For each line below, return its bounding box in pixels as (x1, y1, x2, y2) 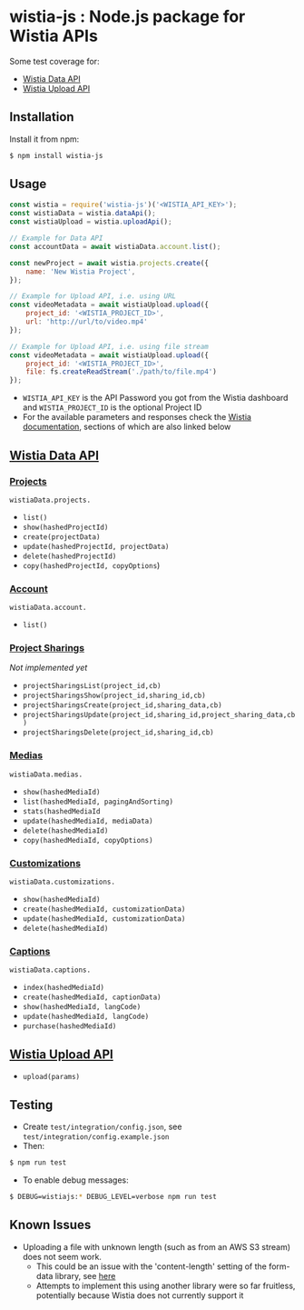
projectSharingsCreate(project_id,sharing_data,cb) (22, 701, 222, 710)
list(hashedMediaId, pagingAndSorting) (22, 797, 174, 806)
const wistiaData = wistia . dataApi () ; (9, 209, 156, 218)
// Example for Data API (9, 234, 103, 243)
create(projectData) (22, 532, 101, 542)
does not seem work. (22, 1251, 103, 1262)
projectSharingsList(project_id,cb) (22, 682, 162, 691)
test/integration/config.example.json (22, 1132, 170, 1142)
